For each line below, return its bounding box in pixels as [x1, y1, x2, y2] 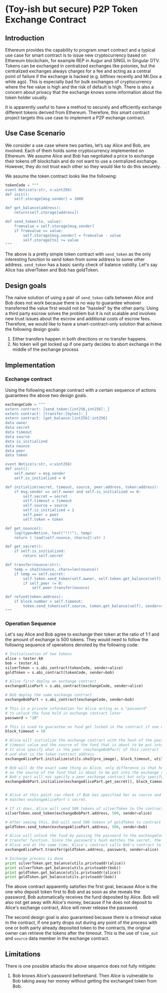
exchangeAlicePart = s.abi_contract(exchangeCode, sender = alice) [5, 683, 143, 689]
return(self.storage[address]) [14, 210, 79, 215]
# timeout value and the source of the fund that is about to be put [5, 743, 153, 747]
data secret [5, 425, 30, 430]
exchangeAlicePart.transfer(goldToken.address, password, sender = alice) [5, 847, 159, 852]
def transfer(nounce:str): [5, 563, 61, 568]
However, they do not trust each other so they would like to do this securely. [5, 163, 161, 169]
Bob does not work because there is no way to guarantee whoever [5, 300, 142, 306]
